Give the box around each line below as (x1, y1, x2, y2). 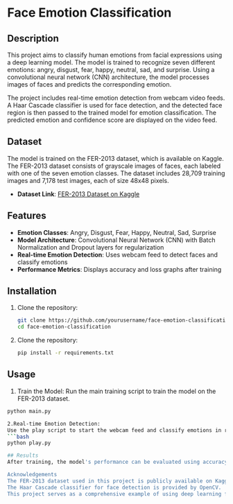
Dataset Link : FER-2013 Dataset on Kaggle (17, 189, 140, 198)
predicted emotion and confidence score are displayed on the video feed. (7, 116, 217, 124)
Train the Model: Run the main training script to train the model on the (17, 387, 216, 395)
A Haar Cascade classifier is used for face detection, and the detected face (7, 101, 223, 109)
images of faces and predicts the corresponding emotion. (7, 80, 172, 88)
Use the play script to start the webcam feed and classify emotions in (7, 426, 222, 434)
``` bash (7, 433, 30, 440)
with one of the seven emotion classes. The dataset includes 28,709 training (7, 168, 225, 177)
